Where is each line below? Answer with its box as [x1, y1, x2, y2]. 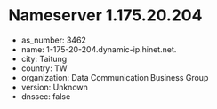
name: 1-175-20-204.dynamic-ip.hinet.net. [20, 43, 177, 54]
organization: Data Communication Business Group [20, 72, 209, 82]
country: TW [20, 63, 68, 74]
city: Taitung [20, 53, 68, 64]
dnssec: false [20, 90, 71, 102]
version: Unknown [20, 82, 88, 92]
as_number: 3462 [20, 35, 86, 45]
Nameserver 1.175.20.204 [8, 5, 203, 26]
